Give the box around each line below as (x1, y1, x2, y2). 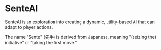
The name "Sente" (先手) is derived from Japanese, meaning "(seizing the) (5, 34, 156, 40)
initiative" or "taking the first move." (5, 39, 77, 45)
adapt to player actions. (5, 24, 53, 30)
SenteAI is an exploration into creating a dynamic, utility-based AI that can (5, 19, 155, 25)
